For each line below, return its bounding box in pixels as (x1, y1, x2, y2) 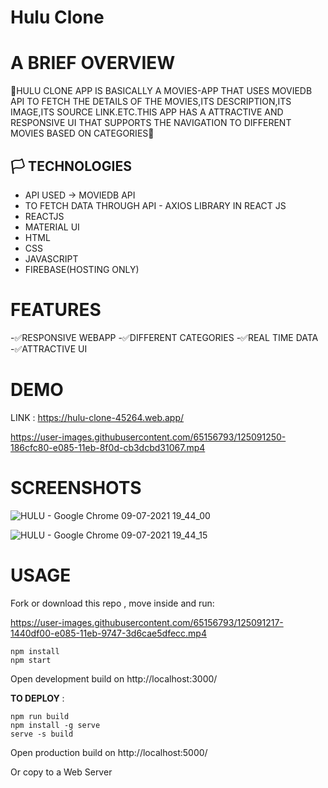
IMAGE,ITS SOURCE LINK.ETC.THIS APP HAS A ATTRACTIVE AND (10, 106, 284, 118)
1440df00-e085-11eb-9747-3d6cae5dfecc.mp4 (10, 627, 207, 639)
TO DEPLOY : (10, 692, 65, 704)
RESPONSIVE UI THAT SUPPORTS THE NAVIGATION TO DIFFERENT (10, 117, 292, 129)
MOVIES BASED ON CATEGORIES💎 (10, 127, 155, 140)
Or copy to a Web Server (10, 766, 113, 778)
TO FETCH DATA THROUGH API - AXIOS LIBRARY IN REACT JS (24, 199, 287, 211)
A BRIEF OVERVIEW (10, 52, 176, 75)
